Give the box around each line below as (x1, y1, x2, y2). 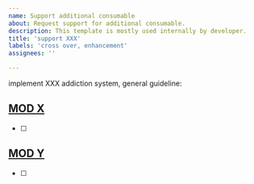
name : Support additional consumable (8, 11, 135, 20)
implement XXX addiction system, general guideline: (8, 78, 182, 88)
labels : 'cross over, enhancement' (8, 42, 128, 50)
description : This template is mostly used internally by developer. (8, 27, 248, 35)
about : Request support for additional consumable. (8, 19, 185, 27)
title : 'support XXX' (8, 34, 81, 43)
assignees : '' (8, 49, 56, 57)
